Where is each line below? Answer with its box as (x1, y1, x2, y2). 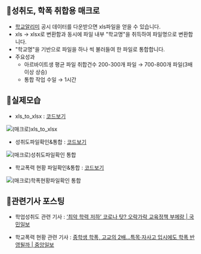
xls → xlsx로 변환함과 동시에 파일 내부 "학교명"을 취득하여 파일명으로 (14, 30, 177, 37)
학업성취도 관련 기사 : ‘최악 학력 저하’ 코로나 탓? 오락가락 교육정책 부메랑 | (14, 213, 188, 221)
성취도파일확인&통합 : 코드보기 (14, 138, 87, 145)
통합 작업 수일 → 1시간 (24, 76, 77, 83)
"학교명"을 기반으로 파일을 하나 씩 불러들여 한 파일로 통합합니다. (14, 45, 165, 53)
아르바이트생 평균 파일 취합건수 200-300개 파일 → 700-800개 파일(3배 (24, 60, 193, 68)
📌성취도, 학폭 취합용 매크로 (6, 5, 100, 16)
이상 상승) (24, 68, 48, 76)
